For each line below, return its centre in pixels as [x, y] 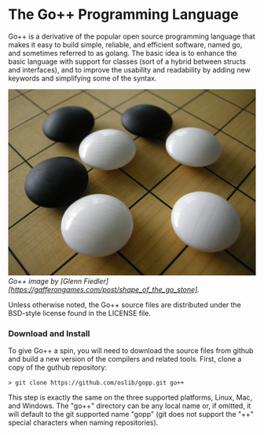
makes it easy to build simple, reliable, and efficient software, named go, [125, 44]
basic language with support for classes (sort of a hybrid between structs [127, 61]
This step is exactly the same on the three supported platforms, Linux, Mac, [130, 398]
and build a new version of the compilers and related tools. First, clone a [125, 359]
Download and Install [49, 333]
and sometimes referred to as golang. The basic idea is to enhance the [123, 53]
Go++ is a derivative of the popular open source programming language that [132, 36]
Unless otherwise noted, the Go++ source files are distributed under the [125, 304]
